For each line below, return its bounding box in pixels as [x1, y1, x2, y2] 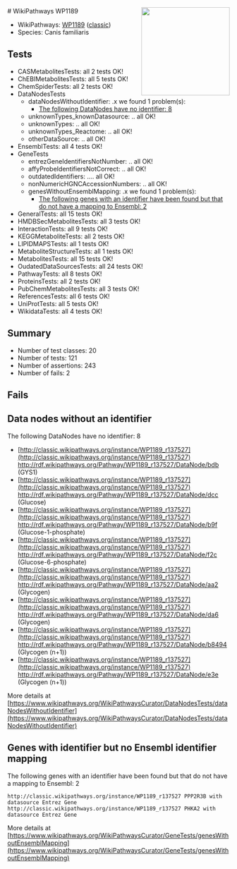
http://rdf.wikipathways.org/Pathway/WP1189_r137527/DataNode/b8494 [17, 640, 227, 648]
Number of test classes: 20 [17, 346, 97, 355]
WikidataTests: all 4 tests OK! [17, 307, 102, 315]
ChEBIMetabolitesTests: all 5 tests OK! [17, 74, 128, 83]
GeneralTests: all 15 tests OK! [17, 209, 103, 218]
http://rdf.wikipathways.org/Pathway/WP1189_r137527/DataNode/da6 [17, 610, 219, 619]
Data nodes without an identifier [7, 413, 152, 425]
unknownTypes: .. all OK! [28, 119, 100, 128]
